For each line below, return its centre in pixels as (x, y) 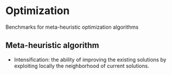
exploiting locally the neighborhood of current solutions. (82, 66)
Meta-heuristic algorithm (52, 45)
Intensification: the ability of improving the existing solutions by (90, 59)
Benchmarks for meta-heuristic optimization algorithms (72, 27)
